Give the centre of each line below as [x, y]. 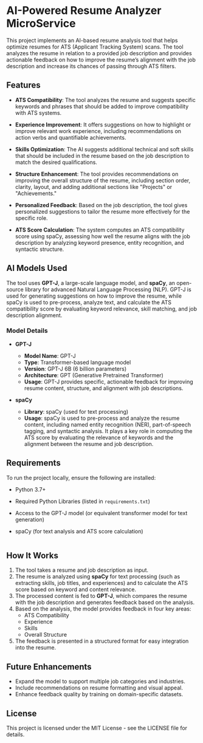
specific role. [31, 218]
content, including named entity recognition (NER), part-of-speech [108, 424]
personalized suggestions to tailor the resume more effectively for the [102, 211]
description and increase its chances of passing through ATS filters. [91, 66]
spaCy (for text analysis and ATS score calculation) [79, 531]
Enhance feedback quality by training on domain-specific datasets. [99, 694]
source [15, 289]
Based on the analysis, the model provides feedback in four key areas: [103, 609]
